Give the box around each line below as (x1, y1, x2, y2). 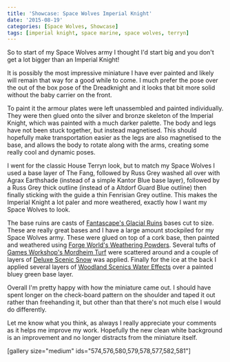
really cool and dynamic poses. (7, 148, 96, 157)
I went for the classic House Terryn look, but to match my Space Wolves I (7, 161, 216, 170)
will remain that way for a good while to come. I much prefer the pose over (7, 77, 218, 85)
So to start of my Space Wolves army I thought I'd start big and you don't (7, 48, 215, 57)
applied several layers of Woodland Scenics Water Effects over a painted (7, 263, 213, 271)
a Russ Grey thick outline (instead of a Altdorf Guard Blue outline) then (7, 183, 207, 192)
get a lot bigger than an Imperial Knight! (7, 56, 120, 64)
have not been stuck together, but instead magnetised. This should (7, 126, 197, 134)
